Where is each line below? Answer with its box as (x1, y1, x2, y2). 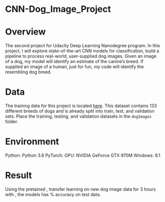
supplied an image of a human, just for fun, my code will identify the (5, 64, 144, 70)
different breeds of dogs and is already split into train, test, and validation (5, 108, 155, 114)
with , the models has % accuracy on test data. (5, 191, 101, 197)
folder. (5, 119, 18, 125)
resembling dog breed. (5, 69, 52, 75)
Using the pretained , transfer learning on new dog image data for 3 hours (5, 186, 156, 192)
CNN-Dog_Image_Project (5, 3, 111, 15)
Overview (5, 26, 46, 38)
